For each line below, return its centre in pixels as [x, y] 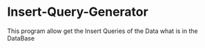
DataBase [21, 38]
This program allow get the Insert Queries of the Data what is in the [102, 31]
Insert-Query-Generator [78, 12]
